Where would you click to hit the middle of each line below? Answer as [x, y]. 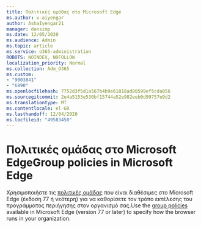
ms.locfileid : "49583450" [39, 119]
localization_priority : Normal [46, 63]
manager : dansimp [28, 29]
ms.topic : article [30, 46]
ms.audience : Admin [31, 40]
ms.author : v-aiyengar [35, 18]
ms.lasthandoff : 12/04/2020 [42, 114]
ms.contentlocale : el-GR [38, 108]
